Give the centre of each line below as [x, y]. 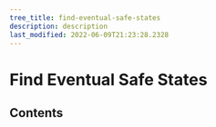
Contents [36, 113]
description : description [58, 26]
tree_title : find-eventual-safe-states [85, 18]
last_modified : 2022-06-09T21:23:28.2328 [89, 34]
